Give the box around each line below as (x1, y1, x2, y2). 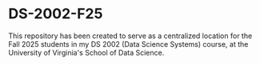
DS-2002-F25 (8, 5, 103, 23)
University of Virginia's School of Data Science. (8, 48, 165, 57)
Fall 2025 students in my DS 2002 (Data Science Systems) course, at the (8, 39, 249, 48)
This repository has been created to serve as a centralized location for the (8, 31, 253, 40)
